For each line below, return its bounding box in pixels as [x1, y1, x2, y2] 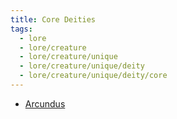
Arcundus [24, 97, 66, 110]
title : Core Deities [10, 14, 97, 25]
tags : [10, 24, 33, 34]
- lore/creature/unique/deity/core [19, 71, 168, 81]
